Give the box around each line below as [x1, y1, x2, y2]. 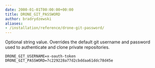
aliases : [5, 21, 23, 26]
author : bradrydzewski [5, 16, 52, 21]
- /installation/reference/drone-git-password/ [5, 26, 105, 31]
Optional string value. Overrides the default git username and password [5, 39, 151, 45]
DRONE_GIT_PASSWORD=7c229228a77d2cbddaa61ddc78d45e [5, 58, 113, 63]
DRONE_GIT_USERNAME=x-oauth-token [5, 54, 76, 59]
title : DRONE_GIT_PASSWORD [5, 12, 61, 17]
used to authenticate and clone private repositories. [5, 44, 110, 50]
